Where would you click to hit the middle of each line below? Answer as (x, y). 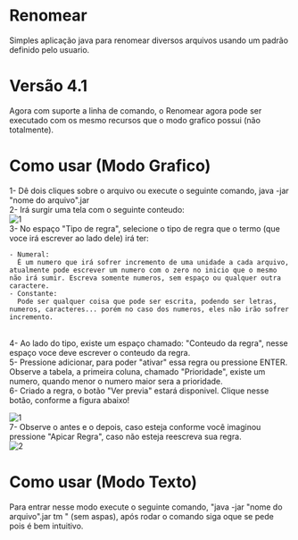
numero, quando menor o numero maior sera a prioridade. (116, 381)
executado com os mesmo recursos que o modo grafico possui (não (135, 120)
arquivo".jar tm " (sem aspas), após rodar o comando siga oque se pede (141, 516)
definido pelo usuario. (50, 49)
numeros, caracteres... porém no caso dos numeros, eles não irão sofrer (149, 309)
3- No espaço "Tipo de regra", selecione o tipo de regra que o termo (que (145, 228)
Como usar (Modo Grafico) (110, 166)
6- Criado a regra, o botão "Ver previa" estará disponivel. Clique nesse (139, 391)
